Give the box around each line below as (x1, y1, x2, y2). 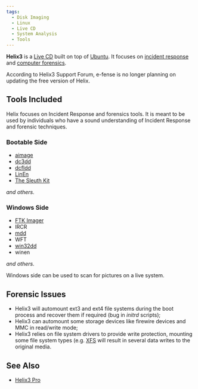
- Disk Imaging (11, 14, 49, 20)
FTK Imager (14, 217, 44, 224)
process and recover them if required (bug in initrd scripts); (14, 311, 161, 318)
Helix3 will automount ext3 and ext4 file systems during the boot (14, 305, 174, 313)
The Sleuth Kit (14, 177, 50, 184)
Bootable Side (6, 138, 48, 146)
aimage (14, 152, 33, 159)
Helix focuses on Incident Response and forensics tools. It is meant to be (6, 110, 185, 117)
